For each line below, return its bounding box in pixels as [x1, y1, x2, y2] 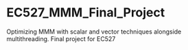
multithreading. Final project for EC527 [6, 34, 116, 42]
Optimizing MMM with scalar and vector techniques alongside [6, 27, 182, 36]
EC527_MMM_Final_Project [6, 5, 165, 21]
